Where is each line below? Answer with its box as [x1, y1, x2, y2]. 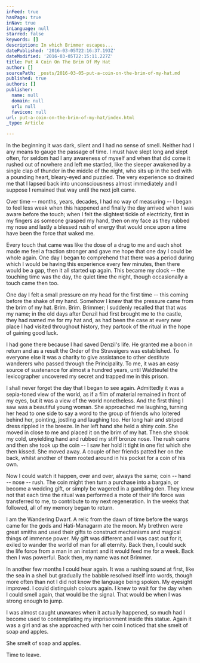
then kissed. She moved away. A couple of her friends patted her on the [6, 448, 183, 455]
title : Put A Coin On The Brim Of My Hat [6, 59, 111, 65]
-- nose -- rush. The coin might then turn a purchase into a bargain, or [6, 479, 179, 486]
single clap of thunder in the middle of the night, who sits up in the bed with [6, 167, 192, 174]
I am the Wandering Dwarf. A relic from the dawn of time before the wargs [6, 516, 189, 523]
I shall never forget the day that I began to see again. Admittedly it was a [6, 385, 184, 392]
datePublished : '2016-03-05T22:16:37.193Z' [6, 48, 116, 54]
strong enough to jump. [6, 597, 64, 605]
